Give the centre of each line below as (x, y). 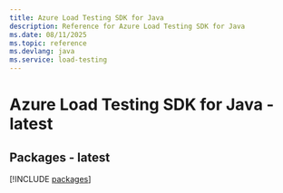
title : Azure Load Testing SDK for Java (87, 18)
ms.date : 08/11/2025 (49, 34)
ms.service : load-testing (58, 60)
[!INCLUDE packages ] (50, 179)
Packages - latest (60, 157)
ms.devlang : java (42, 52)
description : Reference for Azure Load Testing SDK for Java (127, 26)
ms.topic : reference (49, 43)
